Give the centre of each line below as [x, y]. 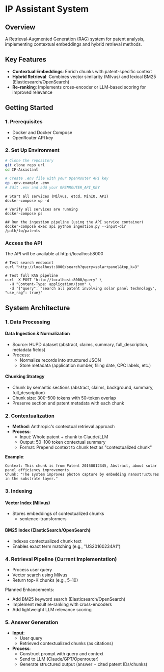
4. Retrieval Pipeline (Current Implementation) [61, 559]
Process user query [32, 569]
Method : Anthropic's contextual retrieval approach [64, 427]
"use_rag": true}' [24, 293]
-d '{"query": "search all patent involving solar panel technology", [83, 289]
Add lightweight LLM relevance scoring [52, 609]
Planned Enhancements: [30, 590]
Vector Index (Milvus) [28, 503]
